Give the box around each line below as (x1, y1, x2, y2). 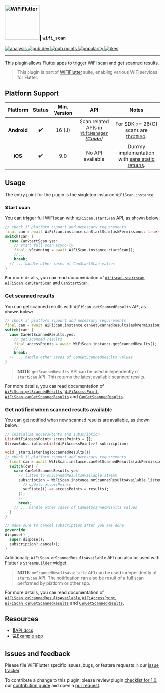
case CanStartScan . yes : (9, 238, 58, 243)
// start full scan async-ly (14, 243, 74, 248)
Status (32, 106, 49, 113)
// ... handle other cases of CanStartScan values (9, 261, 115, 266)
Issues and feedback (5, 649, 70, 658)
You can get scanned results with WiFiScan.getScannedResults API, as (5, 304, 146, 310)
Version (54, 110, 73, 117)
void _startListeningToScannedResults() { (5, 450, 91, 455)
